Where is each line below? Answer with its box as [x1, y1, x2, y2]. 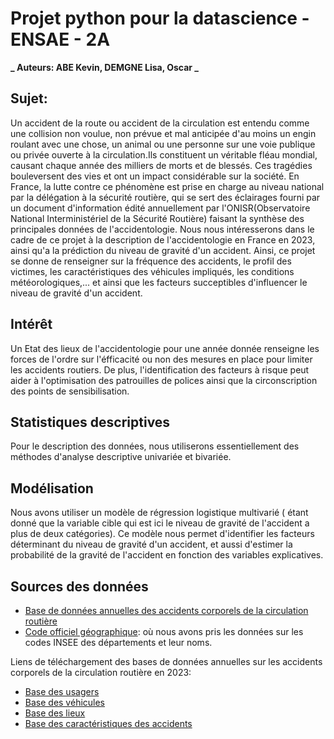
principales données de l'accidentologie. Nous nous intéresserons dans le [10, 223, 315, 235]
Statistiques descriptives [10, 413, 171, 431]
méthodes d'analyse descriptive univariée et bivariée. [10, 451, 232, 463]
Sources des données [10, 578, 149, 595]
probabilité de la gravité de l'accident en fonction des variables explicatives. [10, 549, 324, 561]
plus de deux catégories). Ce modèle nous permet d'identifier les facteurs [10, 528, 315, 540]
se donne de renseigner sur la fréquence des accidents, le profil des [10, 255, 292, 267]
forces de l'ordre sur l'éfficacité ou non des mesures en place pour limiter [10, 353, 313, 365]
